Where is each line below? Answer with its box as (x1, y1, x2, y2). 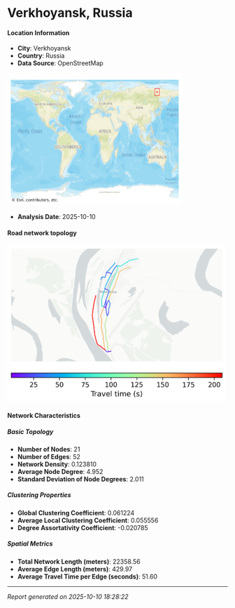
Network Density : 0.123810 (17, 460, 97, 468)
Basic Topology (7, 427, 54, 436)
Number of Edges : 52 (17, 452, 80, 461)
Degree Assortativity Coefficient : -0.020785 (17, 523, 148, 531)
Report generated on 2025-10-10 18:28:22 (7, 592, 129, 601)
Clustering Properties (7, 491, 71, 499)
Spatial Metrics (7, 539, 53, 548)
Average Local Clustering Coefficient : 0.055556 (17, 516, 159, 524)
